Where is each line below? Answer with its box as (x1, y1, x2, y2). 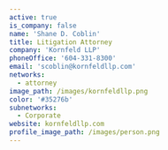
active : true (9, 12, 57, 22)
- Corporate (17, 111, 62, 120)
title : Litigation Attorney (9, 37, 113, 47)
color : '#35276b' (9, 94, 73, 104)
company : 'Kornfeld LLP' (9, 46, 101, 55)
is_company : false (9, 21, 77, 30)
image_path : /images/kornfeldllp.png (9, 86, 149, 95)
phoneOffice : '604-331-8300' (9, 54, 117, 63)
